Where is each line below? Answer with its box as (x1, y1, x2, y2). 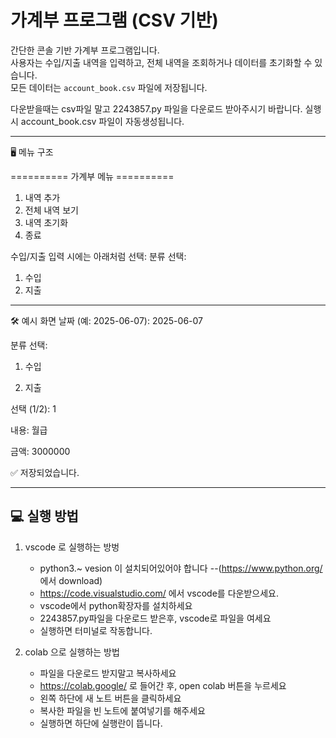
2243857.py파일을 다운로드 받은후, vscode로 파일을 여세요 (39, 612, 272, 624)
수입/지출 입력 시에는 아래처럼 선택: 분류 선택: (10, 250, 187, 262)
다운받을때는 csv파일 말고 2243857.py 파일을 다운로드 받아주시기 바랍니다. (10, 102, 303, 115)
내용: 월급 (10, 424, 48, 436)
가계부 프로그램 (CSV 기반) (10, 9, 219, 32)
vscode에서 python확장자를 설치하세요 (39, 599, 193, 611)
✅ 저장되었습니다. (10, 466, 80, 478)
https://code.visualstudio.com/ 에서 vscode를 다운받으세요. (39, 587, 279, 599)
